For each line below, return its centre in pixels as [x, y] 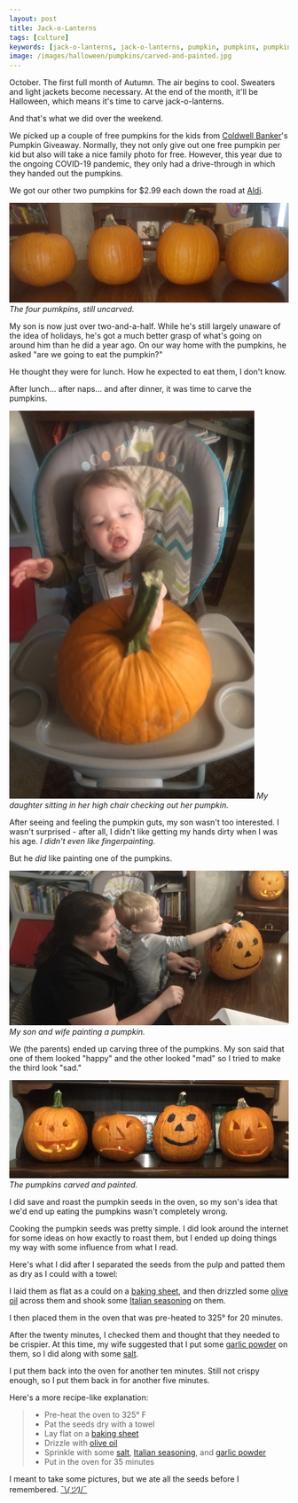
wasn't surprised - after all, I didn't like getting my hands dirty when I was [144, 832]
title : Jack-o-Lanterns [53, 28]
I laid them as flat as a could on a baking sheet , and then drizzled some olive [149, 1291]
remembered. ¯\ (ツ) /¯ [48, 1489]
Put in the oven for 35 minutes [99, 1461]
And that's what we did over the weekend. [86, 119]
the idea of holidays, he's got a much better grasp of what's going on [136, 336]
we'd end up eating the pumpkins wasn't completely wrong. [118, 1211]
